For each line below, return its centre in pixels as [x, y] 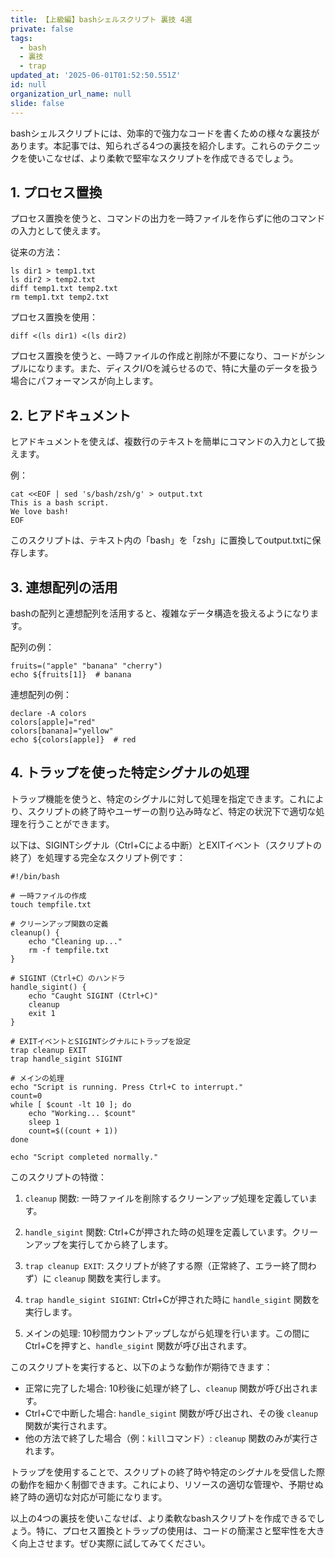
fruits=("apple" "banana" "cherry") [86, 666]
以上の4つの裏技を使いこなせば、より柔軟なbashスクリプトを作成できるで [163, 1518]
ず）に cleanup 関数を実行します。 [95, 1278]
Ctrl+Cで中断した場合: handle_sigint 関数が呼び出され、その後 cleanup [171, 1413]
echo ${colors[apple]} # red [73, 739]
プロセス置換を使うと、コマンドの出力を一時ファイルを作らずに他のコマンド [168, 218]
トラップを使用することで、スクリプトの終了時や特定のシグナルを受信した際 [168, 1472]
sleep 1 [44, 1122]
